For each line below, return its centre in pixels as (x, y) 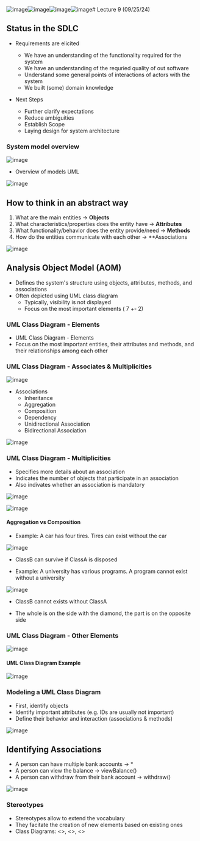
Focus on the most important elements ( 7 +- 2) (84, 308)
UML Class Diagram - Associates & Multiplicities (79, 366)
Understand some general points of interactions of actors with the (107, 75)
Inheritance (38, 398)
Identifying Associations (54, 750)
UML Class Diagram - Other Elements (62, 635)
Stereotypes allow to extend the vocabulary (70, 818)
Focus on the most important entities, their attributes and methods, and (105, 344)
